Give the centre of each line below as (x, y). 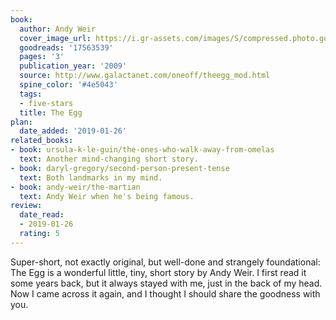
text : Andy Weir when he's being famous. (107, 196)
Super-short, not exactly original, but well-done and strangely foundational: (165, 262)
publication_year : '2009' (73, 66)
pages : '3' (42, 57)
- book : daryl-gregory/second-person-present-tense (120, 168)
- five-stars (46, 103)
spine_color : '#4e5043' (68, 85)
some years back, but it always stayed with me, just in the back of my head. (166, 283)
